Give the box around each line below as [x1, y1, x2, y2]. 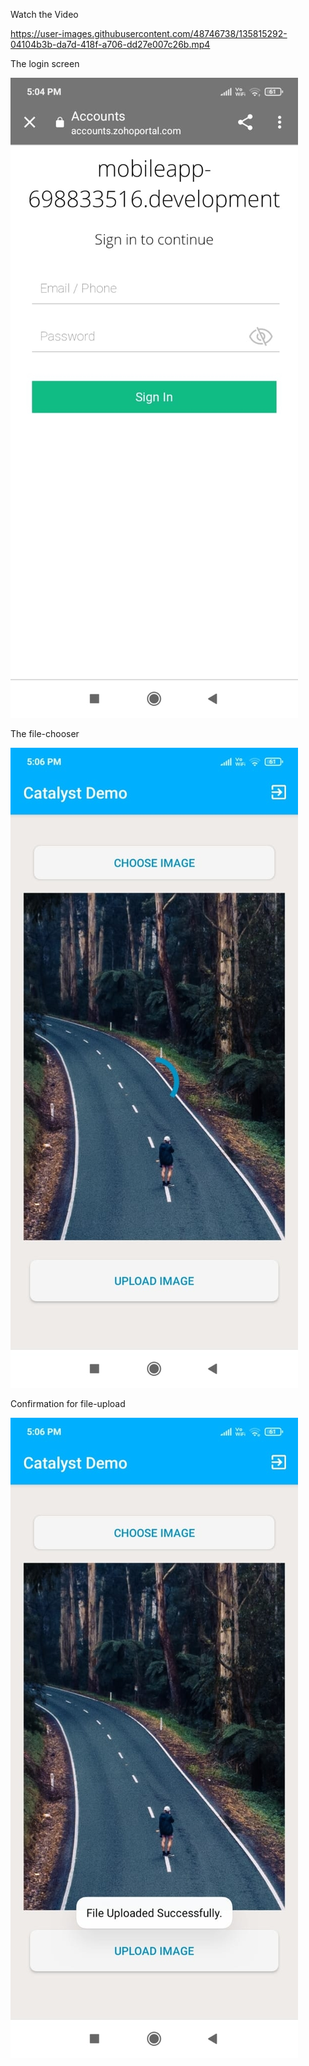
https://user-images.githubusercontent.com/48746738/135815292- [10, 28, 288, 39]
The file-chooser [10, 728, 80, 739]
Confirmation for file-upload [10, 1398, 126, 1409]
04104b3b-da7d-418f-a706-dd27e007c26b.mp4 [10, 39, 211, 50]
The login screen [10, 58, 80, 69]
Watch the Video [10, 9, 79, 20]
